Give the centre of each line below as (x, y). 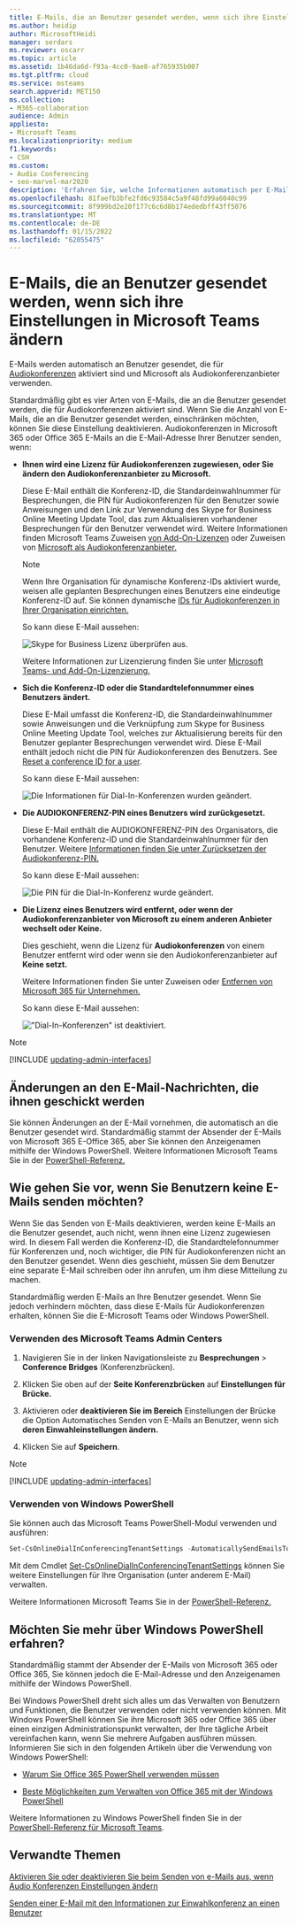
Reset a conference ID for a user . (82, 761)
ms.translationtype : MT (53, 215)
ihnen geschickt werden (77, 1102)
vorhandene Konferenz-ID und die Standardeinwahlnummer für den (145, 840)
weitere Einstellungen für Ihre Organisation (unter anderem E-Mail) (130, 1575)
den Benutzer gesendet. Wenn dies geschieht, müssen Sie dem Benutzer (142, 1260)
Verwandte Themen (65, 1855)
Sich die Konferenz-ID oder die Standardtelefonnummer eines (138, 688)
